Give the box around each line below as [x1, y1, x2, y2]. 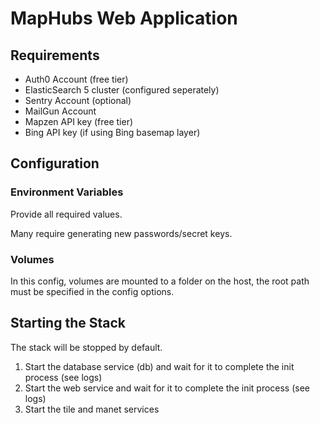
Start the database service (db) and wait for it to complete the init [24, 360, 295, 372]
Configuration [10, 155, 100, 172]
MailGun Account [24, 105, 97, 117]
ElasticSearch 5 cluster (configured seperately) [24, 84, 220, 96]
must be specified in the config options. [10, 285, 175, 297]
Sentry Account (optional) [24, 95, 132, 106]
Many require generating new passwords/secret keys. [10, 227, 233, 239]
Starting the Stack [10, 315, 126, 332]
